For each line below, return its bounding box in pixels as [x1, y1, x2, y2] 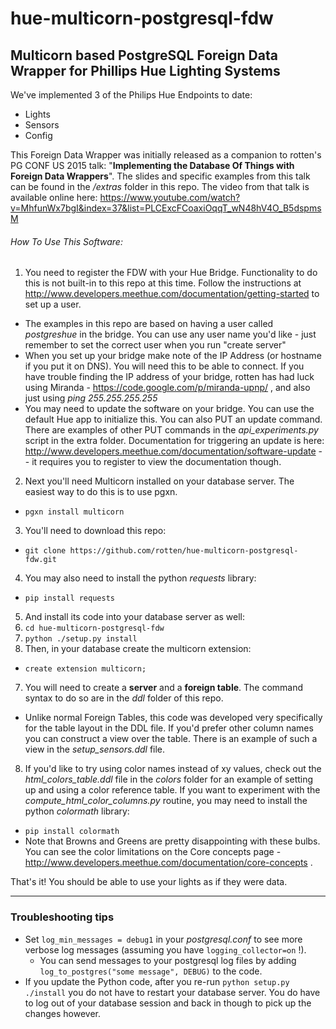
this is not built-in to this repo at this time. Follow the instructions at [24, 277, 302, 289]
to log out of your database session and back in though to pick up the [24, 997, 312, 1009]
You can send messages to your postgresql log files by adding [39, 954, 297, 966]
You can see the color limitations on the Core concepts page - [24, 846, 282, 858]
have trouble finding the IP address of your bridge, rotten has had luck [24, 371, 315, 383]
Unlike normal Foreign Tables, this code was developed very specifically [24, 712, 323, 724]
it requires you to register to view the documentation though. [31, 456, 282, 468]
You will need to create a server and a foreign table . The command [24, 682, 304, 694]
